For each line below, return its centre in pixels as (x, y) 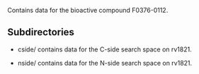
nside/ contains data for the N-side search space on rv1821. (105, 63)
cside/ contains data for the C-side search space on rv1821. (105, 49)
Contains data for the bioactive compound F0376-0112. (88, 10)
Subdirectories (41, 32)
